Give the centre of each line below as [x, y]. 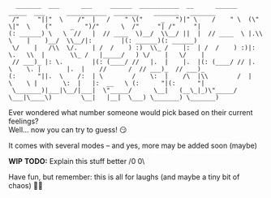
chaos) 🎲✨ [26, 185]
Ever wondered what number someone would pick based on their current [131, 112]
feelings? [24, 121]
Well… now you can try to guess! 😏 [68, 130]
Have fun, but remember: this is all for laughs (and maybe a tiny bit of [124, 177]
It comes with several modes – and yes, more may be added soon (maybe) [133, 145]
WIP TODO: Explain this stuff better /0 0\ [77, 161]
